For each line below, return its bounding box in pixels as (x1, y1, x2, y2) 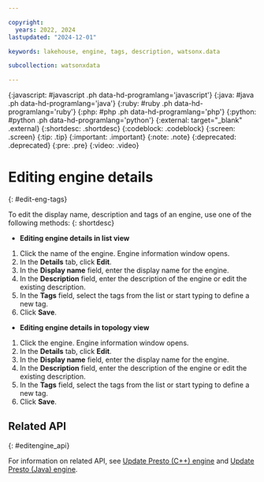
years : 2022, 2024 (15, 25, 76, 34)
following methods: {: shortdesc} (8, 218, 115, 228)
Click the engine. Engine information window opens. (19, 338, 189, 348)
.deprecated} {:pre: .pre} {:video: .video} (8, 141, 139, 150)
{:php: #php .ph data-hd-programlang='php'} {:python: (77, 107, 257, 117)
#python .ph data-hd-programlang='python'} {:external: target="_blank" (8, 115, 243, 125)
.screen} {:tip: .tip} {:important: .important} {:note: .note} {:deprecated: (8, 132, 236, 142)
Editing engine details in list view (19, 234, 130, 243)
